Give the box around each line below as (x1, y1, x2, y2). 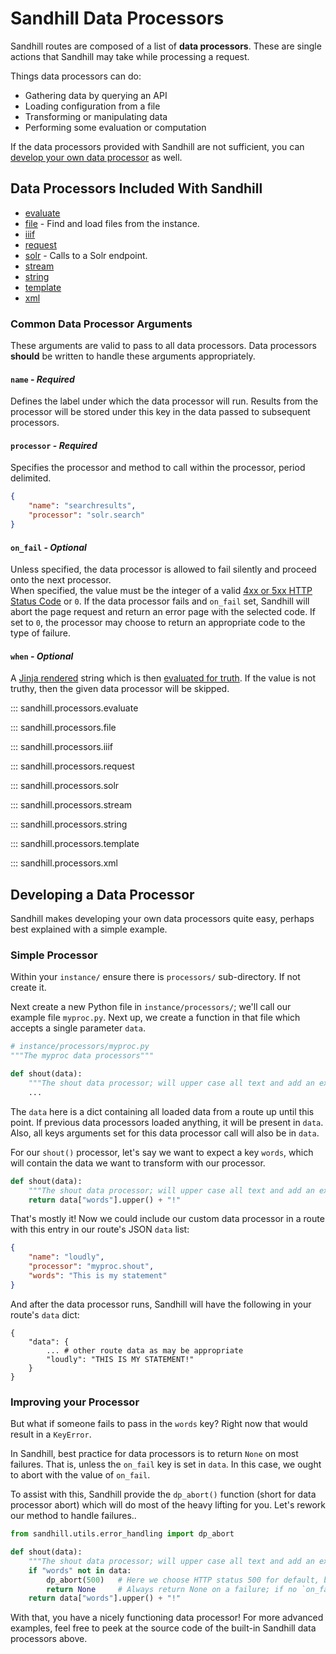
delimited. (10, 472, 52, 484)
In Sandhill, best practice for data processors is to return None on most (10, 1448, 299, 1460)
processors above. (10, 1633, 88, 1645)
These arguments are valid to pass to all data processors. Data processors (10, 340, 317, 352)
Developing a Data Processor (10, 886, 195, 903)
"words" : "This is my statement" (28, 1271, 168, 1281)
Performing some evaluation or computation (24, 121, 207, 133)
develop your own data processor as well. (10, 151, 183, 163)
